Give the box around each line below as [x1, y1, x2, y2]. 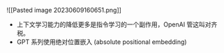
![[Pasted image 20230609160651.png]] [6, 6, 121, 14]
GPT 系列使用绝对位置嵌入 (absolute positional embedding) [16, 38, 187, 46]
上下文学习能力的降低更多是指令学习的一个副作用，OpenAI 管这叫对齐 [16, 20, 218, 29]
